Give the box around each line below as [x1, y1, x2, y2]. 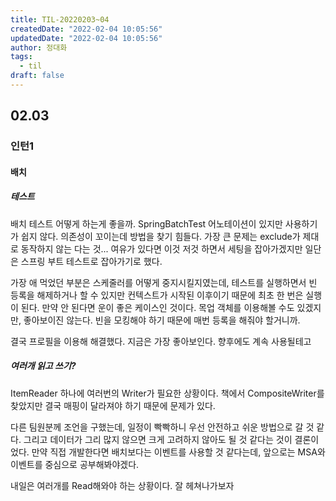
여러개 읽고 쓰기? [10, 360, 77, 372]
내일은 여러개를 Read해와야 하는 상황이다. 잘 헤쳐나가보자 [10, 479, 235, 491]
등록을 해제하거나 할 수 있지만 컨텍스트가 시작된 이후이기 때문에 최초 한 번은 [10, 289, 304, 301]
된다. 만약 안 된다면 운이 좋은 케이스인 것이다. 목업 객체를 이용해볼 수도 [20, 301, 295, 313]
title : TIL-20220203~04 [10, 14, 110, 25]
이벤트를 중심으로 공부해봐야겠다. [10, 458, 140, 470]
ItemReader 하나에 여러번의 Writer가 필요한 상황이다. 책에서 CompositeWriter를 [10, 387, 325, 399]
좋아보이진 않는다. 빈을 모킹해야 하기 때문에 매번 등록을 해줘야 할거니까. [23, 314, 301, 326]
